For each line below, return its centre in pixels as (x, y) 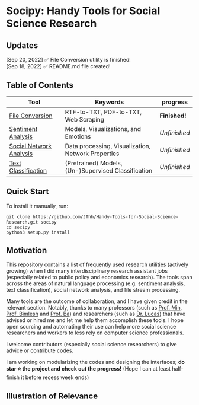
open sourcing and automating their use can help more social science (91, 327)
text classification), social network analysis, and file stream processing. (93, 290)
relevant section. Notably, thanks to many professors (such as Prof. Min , (94, 308)
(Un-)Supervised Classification (109, 170)
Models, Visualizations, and (103, 129)
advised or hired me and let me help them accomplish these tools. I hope (95, 320)
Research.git (22, 222)
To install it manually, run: (37, 206)
